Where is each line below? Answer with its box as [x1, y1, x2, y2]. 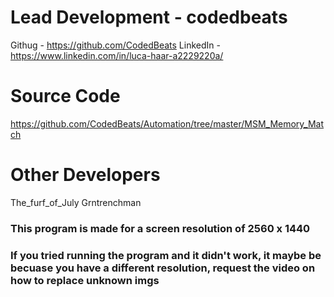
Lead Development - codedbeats [10, 6, 288, 29]
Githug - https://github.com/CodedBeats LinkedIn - [10, 39, 221, 51]
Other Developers [10, 164, 161, 186]
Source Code [10, 85, 121, 108]
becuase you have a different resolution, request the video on [10, 261, 316, 275]
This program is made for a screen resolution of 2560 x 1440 [10, 221, 311, 235]
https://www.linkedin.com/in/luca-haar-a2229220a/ [10, 49, 224, 61]
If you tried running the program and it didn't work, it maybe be [10, 248, 322, 262]
